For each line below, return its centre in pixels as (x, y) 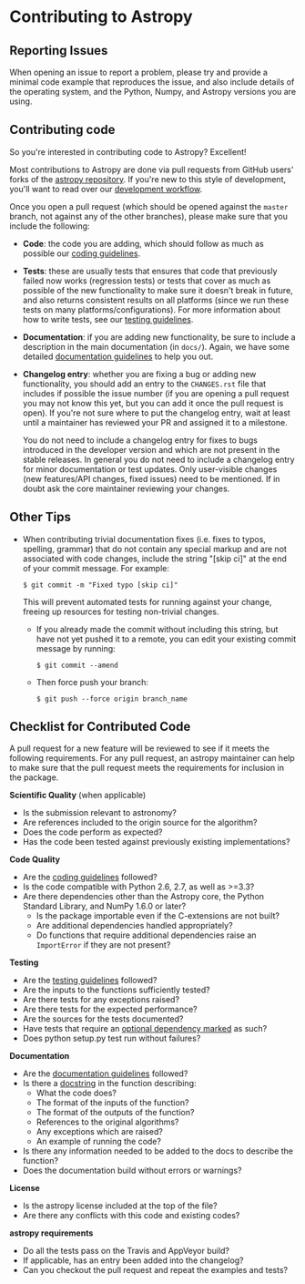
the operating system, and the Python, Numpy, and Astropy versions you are (153, 92)
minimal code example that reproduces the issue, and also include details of (152, 82)
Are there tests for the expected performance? (110, 1010)
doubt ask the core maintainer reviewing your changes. (126, 488)
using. (21, 101)
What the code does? (76, 1093)
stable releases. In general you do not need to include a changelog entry (158, 459)
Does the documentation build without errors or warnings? (132, 1171)
